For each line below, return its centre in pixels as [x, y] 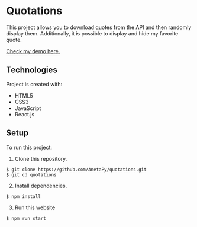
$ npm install [24, 196]
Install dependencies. [41, 186]
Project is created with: [34, 84]
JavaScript [28, 108]
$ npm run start [26, 218]
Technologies [32, 70]
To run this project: [29, 147]
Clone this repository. [41, 158]
